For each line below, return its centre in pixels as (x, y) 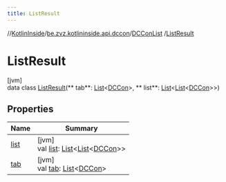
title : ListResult (34, 13)
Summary (82, 128)
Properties (30, 109)
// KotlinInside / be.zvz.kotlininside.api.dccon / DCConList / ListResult (101, 33)
